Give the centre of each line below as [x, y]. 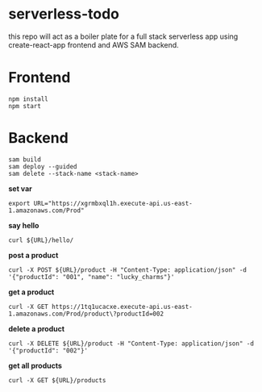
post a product [33, 255]
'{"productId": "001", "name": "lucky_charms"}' [91, 277]
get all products [35, 365]
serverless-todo [64, 14]
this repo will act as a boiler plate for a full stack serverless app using [123, 36]
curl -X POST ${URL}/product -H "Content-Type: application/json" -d [128, 270]
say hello [24, 225]
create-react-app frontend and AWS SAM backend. [94, 44]
